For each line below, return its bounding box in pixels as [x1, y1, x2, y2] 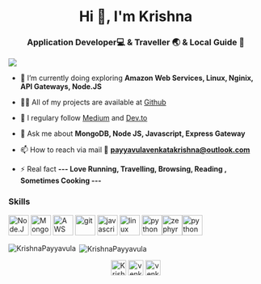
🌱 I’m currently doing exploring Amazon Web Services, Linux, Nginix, [19, 73, 254, 83]
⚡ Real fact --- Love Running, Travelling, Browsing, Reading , [19, 164, 227, 174]
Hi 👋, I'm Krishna [78, 7, 193, 26]
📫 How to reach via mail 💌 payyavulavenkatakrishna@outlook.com [19, 145, 250, 155]
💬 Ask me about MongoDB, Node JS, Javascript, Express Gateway [19, 129, 246, 138]
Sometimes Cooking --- [19, 176, 102, 185]
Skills [8, 196, 31, 207]
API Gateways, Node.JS [19, 82, 103, 91]
